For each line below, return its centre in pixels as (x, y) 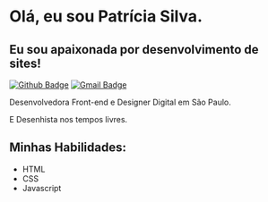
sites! (26, 63)
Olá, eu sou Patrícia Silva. (106, 17)
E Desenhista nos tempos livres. (69, 119)
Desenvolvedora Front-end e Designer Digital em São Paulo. (120, 102)
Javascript (42, 188)
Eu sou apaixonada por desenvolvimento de (134, 50)
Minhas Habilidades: (68, 148)
